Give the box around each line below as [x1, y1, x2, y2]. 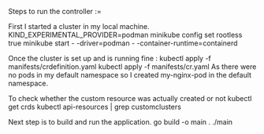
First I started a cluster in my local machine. [8, 22, 150, 31]
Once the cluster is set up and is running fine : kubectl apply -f [8, 54, 211, 63]
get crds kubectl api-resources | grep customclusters [8, 102, 181, 111]
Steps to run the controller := [8, 7, 102, 16]
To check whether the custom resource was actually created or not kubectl [8, 94, 252, 103]
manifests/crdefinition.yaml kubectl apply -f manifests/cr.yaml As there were [8, 62, 257, 71]
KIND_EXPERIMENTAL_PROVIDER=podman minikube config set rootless [8, 31, 243, 39]
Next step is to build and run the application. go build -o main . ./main [8, 118, 233, 126]
